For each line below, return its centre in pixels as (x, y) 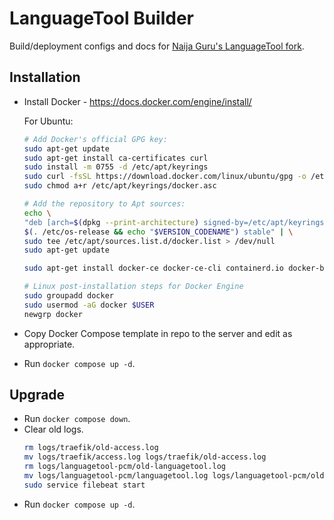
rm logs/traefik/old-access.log (91, 448)
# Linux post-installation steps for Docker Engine (133, 287)
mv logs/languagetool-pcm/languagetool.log (116, 476)
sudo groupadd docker (68, 296)
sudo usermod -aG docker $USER (89, 305)
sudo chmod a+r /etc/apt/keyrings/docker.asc (120, 186)
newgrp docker (53, 314)
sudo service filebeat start (84, 485)
